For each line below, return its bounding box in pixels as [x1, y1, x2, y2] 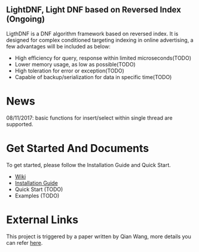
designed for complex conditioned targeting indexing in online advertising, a [6, 36, 194, 44]
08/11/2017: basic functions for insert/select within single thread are [6, 114, 173, 122]
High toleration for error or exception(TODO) [14, 67, 124, 74]
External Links [6, 212, 79, 226]
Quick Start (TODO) [14, 186, 63, 193]
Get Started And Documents [6, 141, 149, 155]
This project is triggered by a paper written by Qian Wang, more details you [6, 233, 191, 240]
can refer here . [6, 239, 43, 246]
